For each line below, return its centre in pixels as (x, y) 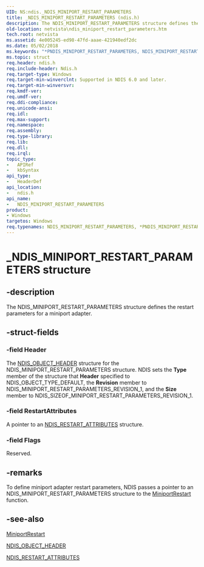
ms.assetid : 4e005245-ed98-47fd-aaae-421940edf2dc (72, 40)
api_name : (19, 198)
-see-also (25, 519)
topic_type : (21, 159)
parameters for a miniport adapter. (49, 313)
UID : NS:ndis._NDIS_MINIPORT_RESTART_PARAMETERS (69, 12)
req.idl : (17, 114)
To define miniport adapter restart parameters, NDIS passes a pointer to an (100, 487)
